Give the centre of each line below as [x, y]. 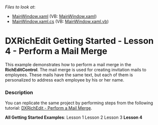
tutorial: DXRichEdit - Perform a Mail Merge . [49, 108]
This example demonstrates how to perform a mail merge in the [68, 64]
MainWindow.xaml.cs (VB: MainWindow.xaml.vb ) [60, 21]
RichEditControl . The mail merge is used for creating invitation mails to [76, 69]
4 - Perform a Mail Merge [56, 51]
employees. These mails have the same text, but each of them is [69, 75]
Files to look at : [20, 7]
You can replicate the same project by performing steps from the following [79, 103]
